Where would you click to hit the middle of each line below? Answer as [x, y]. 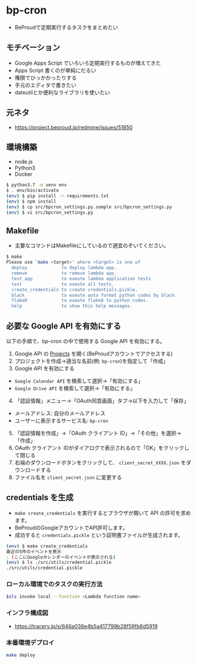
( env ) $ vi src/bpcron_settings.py [50, 213]
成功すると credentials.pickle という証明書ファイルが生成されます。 [99, 535]
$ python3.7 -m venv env [36, 185]
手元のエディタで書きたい [45, 85]
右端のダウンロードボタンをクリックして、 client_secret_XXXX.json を [100, 462]
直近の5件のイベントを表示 [34, 552]
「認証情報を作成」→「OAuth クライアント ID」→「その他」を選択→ [98, 433]
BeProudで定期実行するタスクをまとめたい [66, 27]
